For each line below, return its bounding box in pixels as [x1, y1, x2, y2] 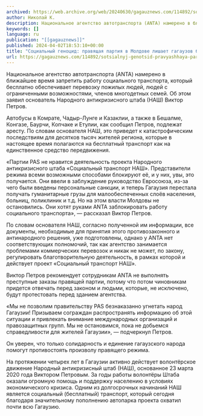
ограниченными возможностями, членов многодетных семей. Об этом [6, 89, 192, 97]
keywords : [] [6, 25, 39, 32]
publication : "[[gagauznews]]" [6, 37, 85, 43]
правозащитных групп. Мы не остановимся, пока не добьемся [6, 322, 169, 329]
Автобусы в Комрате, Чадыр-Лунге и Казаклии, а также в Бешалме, [6, 114, 183, 122]
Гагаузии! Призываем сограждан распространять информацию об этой [6, 309, 192, 316]
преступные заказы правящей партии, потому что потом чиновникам [6, 278, 187, 285]
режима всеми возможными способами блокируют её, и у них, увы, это [6, 171, 195, 178]
